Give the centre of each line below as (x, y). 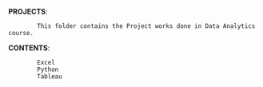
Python (48, 69)
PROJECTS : (28, 12)
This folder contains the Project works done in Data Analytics (146, 26)
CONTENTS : (29, 48)
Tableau (50, 77)
